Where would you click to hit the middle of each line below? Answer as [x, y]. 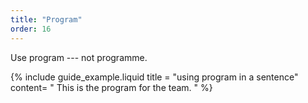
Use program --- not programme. [79, 57]
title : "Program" [46, 19]
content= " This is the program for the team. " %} [111, 87]
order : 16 [31, 29]
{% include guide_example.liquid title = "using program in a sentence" [154, 77]
